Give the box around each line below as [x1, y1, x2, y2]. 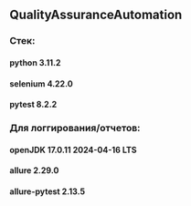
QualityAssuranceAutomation [9, 7, 183, 23]
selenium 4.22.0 [9, 77, 73, 89]
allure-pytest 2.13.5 [9, 186, 85, 197]
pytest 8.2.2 [9, 99, 58, 110]
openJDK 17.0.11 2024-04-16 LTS [9, 144, 137, 155]
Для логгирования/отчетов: [9, 122, 141, 135]
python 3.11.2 [9, 57, 61, 67]
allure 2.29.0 [9, 165, 59, 176]
